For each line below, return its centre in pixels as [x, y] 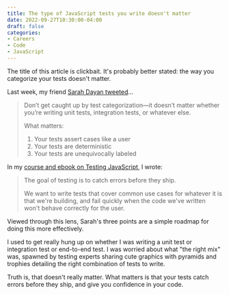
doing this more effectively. [45, 228]
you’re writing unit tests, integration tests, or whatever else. [107, 112]
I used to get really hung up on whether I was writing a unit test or [100, 241]
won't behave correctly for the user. [74, 208]
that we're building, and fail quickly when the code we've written [115, 200]
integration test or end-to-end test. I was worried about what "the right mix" [114, 249]
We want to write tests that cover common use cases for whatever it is [123, 193]
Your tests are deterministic [73, 146]
